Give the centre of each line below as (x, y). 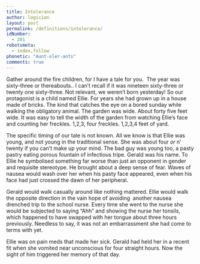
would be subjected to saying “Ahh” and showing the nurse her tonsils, (93, 211)
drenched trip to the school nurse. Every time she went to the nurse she (95, 204)
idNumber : (19, 34)
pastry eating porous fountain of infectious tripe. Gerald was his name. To (97, 154)
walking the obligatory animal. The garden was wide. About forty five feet (97, 111)
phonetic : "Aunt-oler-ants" (41, 56)
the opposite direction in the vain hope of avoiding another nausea (89, 198)
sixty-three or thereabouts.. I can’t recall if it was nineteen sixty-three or (95, 85)
